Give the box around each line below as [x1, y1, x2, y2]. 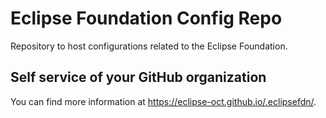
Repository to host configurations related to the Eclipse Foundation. [10, 40, 288, 52]
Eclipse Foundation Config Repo [10, 7, 283, 30]
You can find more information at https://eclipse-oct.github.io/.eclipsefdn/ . [10, 95, 317, 107]
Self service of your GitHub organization [10, 69, 267, 86]
